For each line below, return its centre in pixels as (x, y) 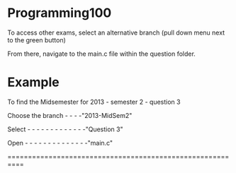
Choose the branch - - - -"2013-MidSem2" (70, 115)
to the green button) (36, 40)
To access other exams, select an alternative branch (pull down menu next (116, 32)
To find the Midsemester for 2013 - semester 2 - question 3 (94, 102)
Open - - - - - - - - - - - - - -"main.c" (60, 143)
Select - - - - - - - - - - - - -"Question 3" (65, 129)
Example (33, 82)
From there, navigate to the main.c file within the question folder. (102, 54)
